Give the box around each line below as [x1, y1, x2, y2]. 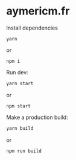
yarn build [6, 125, 34, 131]
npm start [6, 103, 31, 109]
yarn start [6, 80, 34, 86]
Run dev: [6, 68, 28, 76]
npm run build [6, 148, 42, 154]
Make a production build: [6, 114, 68, 121]
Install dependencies [6, 24, 59, 31]
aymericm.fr [6, 4, 70, 18]
